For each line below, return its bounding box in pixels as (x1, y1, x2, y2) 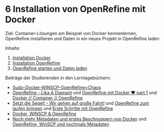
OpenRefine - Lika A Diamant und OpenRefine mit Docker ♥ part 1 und (12, 89, 158, 95)
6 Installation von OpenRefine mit (5, 3, 146, 15)
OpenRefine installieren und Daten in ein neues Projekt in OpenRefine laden (5, 36, 160, 42)
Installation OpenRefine (12, 60, 61, 66)
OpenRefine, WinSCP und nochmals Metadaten (12, 121, 109, 127)
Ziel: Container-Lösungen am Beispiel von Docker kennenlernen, (5, 30, 138, 36)
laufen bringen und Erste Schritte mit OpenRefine (12, 105, 113, 111)
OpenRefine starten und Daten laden (12, 65, 87, 71)
